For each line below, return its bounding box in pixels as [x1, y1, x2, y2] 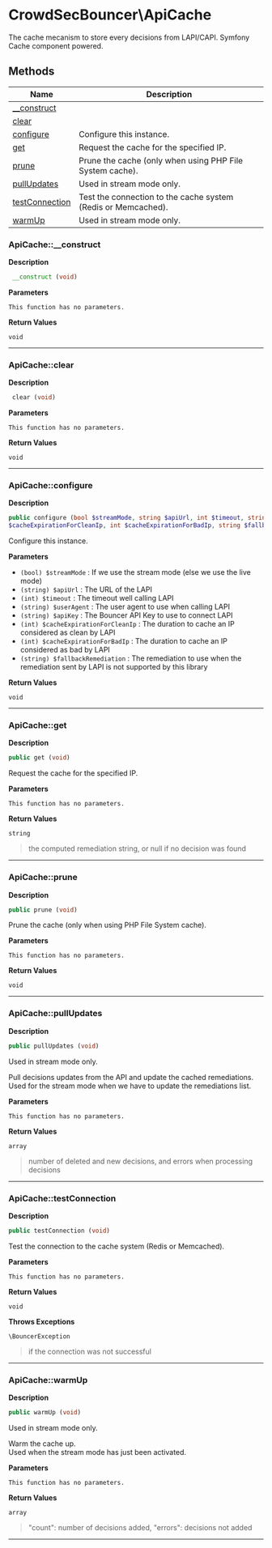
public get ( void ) [8, 754, 70, 762]
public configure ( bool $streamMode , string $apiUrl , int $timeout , [8, 514, 244, 522]
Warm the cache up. [8, 1439, 76, 1448]
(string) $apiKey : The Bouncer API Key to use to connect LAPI [19, 610, 233, 620]
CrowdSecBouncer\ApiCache [8, 6, 212, 24]
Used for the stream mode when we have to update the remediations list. [8, 1081, 252, 1091]
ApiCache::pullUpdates [8, 1008, 103, 1019]
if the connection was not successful [28, 1346, 152, 1356]
